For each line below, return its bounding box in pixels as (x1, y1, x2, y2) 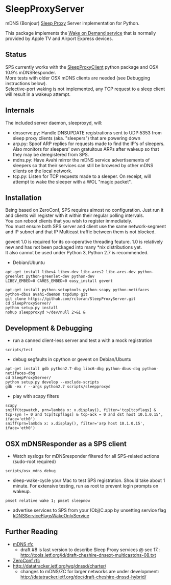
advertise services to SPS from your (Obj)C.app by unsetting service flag (12, 507, 166, 513)
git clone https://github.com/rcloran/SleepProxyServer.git (5, 296, 136, 301)
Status (5, 50, 27, 59)
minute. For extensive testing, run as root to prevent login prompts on (12, 483, 159, 489)
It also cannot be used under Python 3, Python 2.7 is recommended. (5, 250, 149, 256)
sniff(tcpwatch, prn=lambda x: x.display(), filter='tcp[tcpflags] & (5, 408, 157, 413)
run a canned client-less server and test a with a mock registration (12, 337, 153, 344)
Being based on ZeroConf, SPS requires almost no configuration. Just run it (5, 207, 164, 213)
